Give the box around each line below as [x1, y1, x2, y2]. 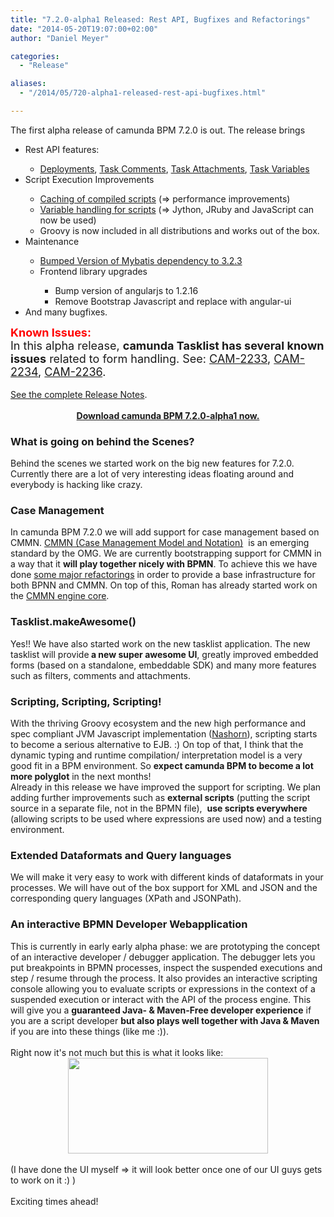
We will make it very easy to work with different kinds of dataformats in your [10, 871, 324, 883]
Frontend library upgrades [39, 265, 148, 277]
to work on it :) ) [10, 1174, 77, 1186]
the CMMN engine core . [10, 590, 110, 602]
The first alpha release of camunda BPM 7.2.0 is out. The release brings [10, 124, 306, 136]
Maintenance [24, 235, 80, 247]
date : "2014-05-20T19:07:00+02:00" [10, 24, 159, 34]
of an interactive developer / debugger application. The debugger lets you [10, 951, 316, 963]
